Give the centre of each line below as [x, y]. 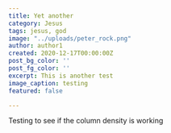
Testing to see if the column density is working [86, 121]
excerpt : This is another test [61, 76]
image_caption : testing [48, 83]
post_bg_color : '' [39, 61]
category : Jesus [35, 23]
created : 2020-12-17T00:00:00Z [61, 53]
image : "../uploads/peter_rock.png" [70, 38]
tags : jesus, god [38, 31]
